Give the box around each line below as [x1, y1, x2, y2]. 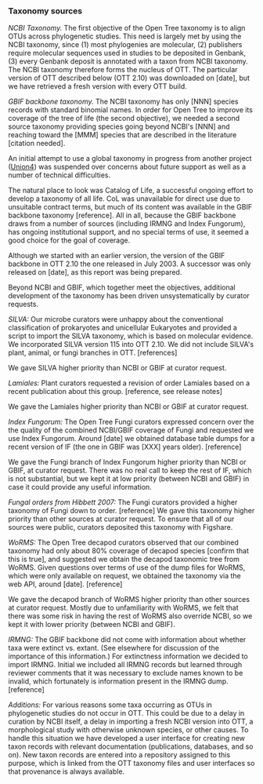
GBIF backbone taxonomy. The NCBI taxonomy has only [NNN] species [8, 97, 239, 107]
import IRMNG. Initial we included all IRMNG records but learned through [8, 660, 243, 669]
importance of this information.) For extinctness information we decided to [8, 651, 248, 661]
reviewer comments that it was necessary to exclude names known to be [8, 669, 243, 678]
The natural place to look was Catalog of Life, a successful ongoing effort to [8, 186, 254, 195]
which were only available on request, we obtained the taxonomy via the [8, 571, 241, 581]
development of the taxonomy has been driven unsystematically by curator [8, 291, 250, 301]
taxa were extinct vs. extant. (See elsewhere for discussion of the [8, 644, 219, 653]
